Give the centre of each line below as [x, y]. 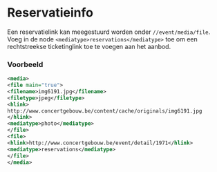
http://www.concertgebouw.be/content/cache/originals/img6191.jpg [105, 111]
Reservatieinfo [50, 13]
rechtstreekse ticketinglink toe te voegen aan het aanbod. [89, 46]
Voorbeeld [25, 64]
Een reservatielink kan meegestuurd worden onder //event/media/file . [109, 32]
